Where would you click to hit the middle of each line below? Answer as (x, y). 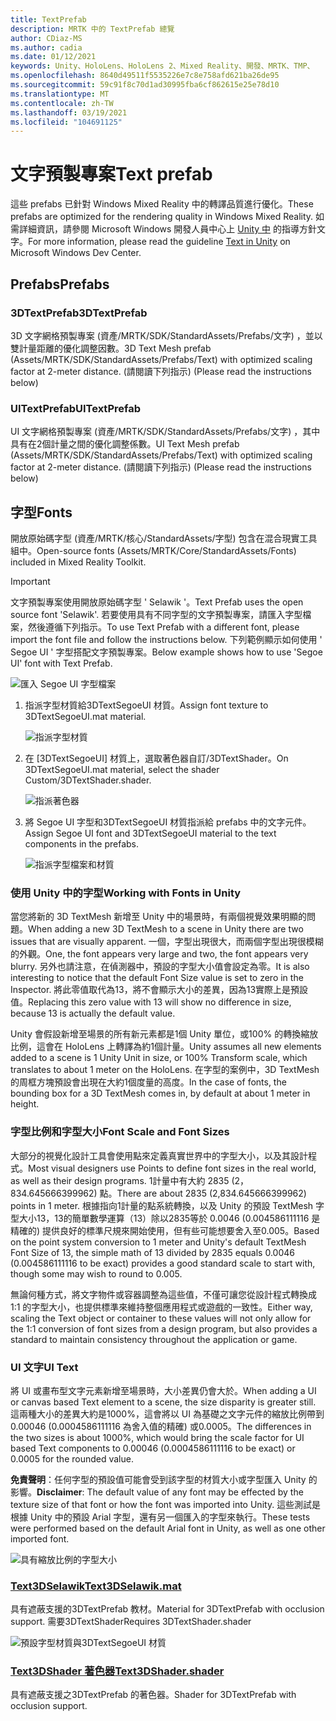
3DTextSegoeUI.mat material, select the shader (122, 769)
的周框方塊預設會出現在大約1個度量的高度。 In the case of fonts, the (148, 1082)
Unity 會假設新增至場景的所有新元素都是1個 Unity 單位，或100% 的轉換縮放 (164, 1034)
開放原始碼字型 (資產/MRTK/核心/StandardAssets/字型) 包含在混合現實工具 (164, 538)
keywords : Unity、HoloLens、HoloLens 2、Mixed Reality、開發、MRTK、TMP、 (162, 66)
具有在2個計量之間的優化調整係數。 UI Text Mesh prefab (125, 444)
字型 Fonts (41, 512)
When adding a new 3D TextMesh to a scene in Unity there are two (166, 929)
